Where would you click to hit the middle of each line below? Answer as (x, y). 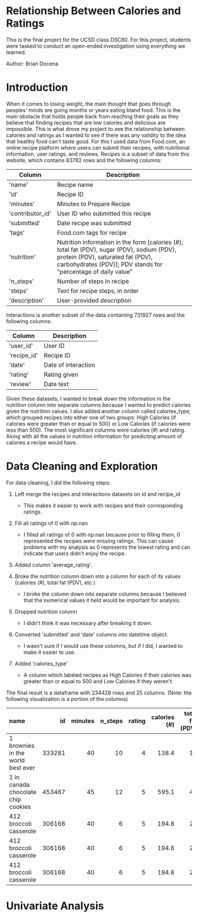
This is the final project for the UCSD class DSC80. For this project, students (99, 40)
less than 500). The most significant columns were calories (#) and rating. (96, 430)
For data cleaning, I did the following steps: (58, 482)
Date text (56, 384)
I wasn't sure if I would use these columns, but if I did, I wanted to (103, 646)
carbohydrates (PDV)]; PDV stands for (110, 264)
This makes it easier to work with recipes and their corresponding (103, 505)
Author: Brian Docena (32, 64)
